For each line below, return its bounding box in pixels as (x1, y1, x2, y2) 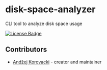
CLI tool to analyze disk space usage (5, 20, 83, 27)
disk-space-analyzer (5, 4, 96, 15)
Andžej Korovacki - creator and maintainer (12, 59, 102, 65)
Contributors (5, 45, 47, 54)
